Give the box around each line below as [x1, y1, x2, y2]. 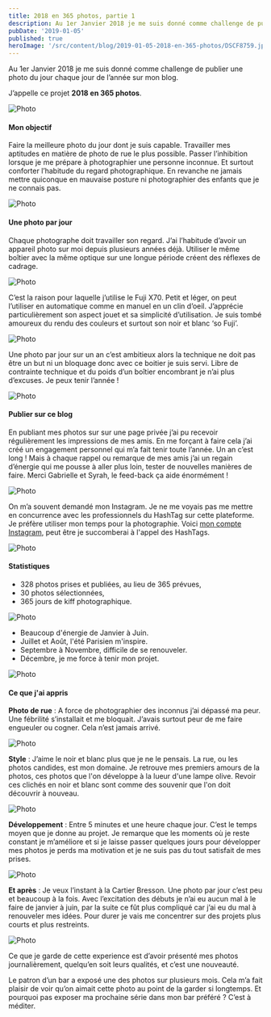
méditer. [8, 1001, 36, 1011]
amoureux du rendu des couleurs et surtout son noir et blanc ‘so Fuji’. [8, 318, 239, 328]
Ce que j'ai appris [8, 687, 69, 697]
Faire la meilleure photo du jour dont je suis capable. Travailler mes [8, 141, 231, 150]
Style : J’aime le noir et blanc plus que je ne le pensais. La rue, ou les [8, 754, 238, 764]
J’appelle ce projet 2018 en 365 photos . [8, 88, 142, 98]
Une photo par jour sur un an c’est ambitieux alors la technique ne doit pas [8, 349, 256, 359]
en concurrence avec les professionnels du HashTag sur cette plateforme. [8, 510, 255, 519]
